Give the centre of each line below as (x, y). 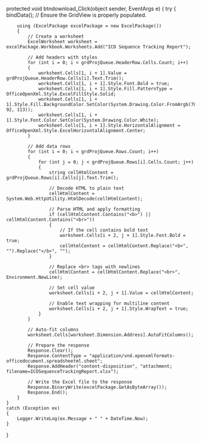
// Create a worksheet (56, 37)
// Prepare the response (59, 345)
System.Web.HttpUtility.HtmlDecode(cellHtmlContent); (75, 199)
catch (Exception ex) (33, 408)
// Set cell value (72, 288)
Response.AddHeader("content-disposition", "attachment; (100, 366)
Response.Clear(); (51, 351)
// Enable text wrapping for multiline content (109, 303)
